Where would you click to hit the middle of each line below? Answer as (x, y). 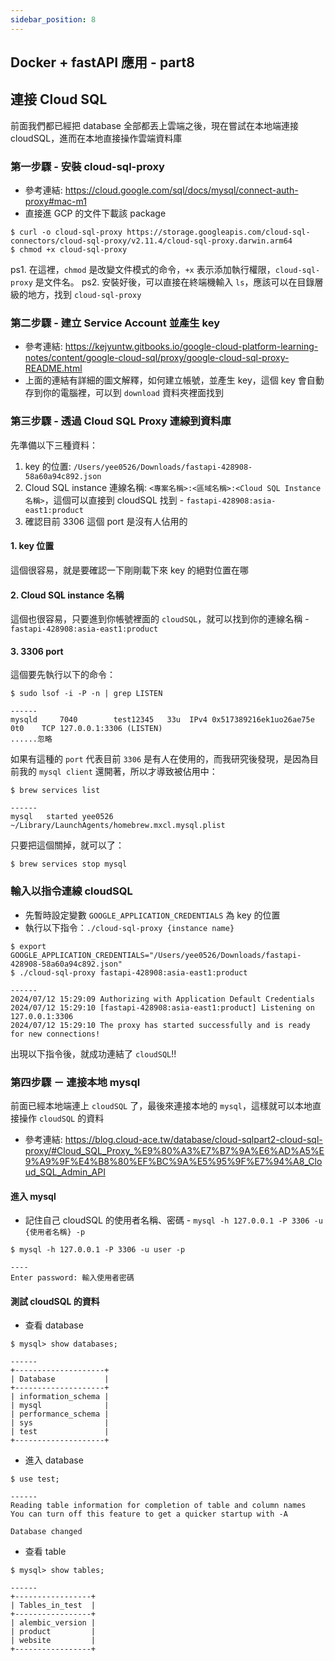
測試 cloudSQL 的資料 (55, 1301)
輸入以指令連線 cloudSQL (71, 891)
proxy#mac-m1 (55, 202)
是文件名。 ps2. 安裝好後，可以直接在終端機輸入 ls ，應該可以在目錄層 (179, 282)
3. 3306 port (37, 651)
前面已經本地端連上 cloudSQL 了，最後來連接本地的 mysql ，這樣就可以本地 (161, 1105)
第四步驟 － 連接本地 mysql (75, 1082)
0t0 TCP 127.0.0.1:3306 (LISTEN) (86, 729)
